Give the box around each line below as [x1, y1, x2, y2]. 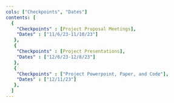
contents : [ [5, 15, 36, 21]
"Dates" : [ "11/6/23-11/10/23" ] [16, 32, 98, 38]
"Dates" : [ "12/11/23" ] [16, 76, 77, 82]
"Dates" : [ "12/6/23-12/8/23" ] [16, 54, 96, 60]
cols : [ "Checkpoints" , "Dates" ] [5, 8, 87, 15]
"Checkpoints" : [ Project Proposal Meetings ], [16, 25, 136, 32]
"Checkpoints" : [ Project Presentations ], [16, 48, 125, 55]
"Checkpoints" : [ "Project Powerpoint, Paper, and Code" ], [16, 71, 169, 77]
